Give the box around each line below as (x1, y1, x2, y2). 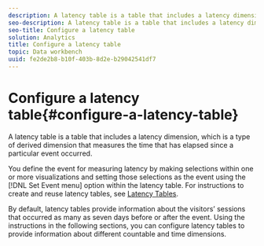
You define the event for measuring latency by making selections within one (8, 163, 254, 173)
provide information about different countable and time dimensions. (8, 229, 226, 238)
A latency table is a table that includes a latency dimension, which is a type (8, 131, 251, 141)
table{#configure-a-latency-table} (8, 106, 239, 124)
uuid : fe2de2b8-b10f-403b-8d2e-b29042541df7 (8, 56, 156, 64)
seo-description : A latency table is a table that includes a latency (8, 19, 244, 27)
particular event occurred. (8, 149, 93, 158)
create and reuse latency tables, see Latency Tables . (8, 189, 179, 198)
